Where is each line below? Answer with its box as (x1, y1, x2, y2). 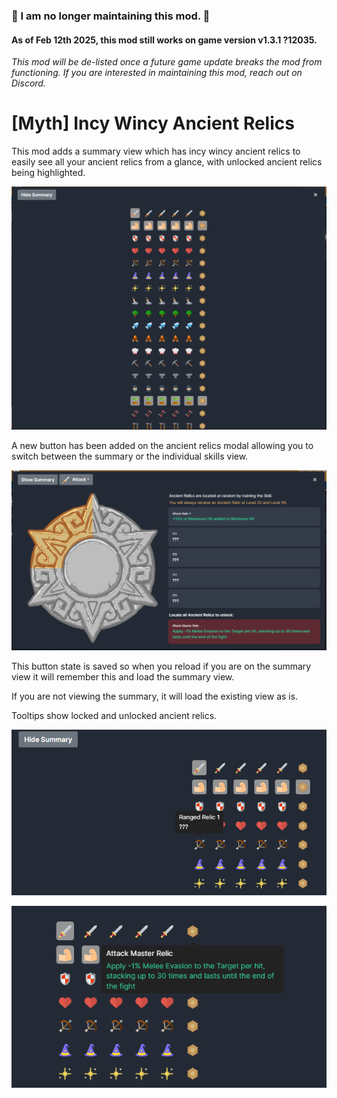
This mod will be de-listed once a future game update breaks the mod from (11, 56, 323, 68)
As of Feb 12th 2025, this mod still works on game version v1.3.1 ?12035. (11, 34, 318, 46)
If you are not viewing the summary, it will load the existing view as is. (11, 690, 299, 703)
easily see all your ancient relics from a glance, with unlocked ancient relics (11, 156, 323, 168)
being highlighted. (11, 167, 86, 179)
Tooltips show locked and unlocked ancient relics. (11, 710, 218, 722)
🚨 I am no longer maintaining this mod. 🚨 (11, 9, 211, 23)
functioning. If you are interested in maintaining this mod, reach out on (11, 67, 303, 79)
